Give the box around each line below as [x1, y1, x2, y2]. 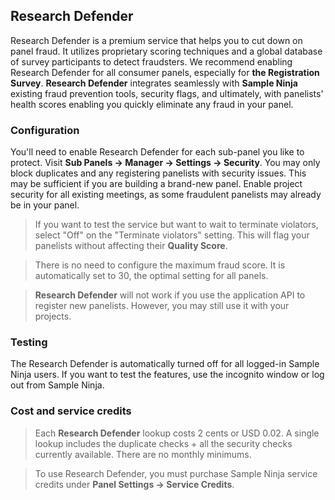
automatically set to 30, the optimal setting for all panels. [34, 270, 269, 282]
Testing [10, 335, 48, 349]
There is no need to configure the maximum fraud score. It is [34, 259, 286, 271]
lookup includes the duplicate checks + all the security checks [34, 437, 293, 449]
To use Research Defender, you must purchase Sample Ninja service [34, 467, 318, 479]
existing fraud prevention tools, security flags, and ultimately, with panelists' [10, 87, 324, 99]
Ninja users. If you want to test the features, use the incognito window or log [10, 369, 325, 381]
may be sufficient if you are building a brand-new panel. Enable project [10, 178, 303, 190]
